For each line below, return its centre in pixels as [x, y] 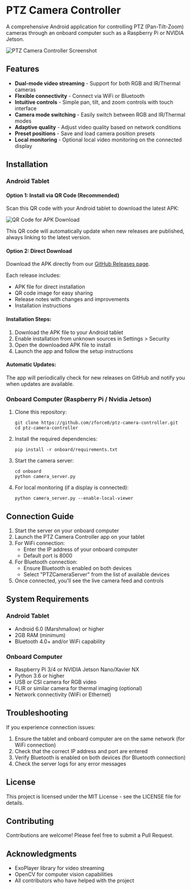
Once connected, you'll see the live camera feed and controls [89, 581]
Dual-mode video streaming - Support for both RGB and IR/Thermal [98, 83]
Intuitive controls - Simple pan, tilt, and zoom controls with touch [94, 102]
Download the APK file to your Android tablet [69, 332]
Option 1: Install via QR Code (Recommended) [63, 195]
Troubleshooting [37, 713]
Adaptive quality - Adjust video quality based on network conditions [98, 127]
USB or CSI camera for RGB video [56, 682]
